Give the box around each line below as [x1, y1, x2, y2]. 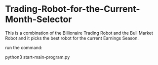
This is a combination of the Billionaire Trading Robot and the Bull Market [5, 30, 153, 36]
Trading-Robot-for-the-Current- [5, 3, 140, 15]
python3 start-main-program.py [5, 54, 70, 60]
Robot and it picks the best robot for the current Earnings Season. [5, 35, 139, 41]
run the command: [5, 44, 43, 50]
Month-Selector [5, 14, 72, 25]
